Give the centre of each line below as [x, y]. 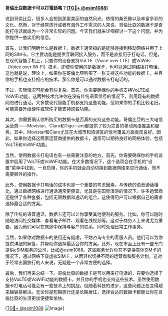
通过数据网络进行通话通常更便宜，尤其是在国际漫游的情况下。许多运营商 [88, 191]
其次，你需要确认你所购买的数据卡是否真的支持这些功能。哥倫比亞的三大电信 [84, 119]
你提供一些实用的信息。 [29, 37]
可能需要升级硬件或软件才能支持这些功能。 [49, 109]
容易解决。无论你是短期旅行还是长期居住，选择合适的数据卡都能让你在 [86, 292]
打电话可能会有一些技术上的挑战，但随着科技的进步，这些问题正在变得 [86, 286]
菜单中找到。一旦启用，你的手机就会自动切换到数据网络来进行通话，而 [84, 168]
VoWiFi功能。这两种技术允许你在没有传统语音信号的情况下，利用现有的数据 [82, 96]
